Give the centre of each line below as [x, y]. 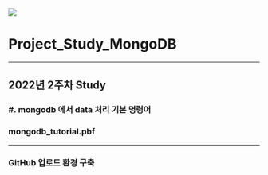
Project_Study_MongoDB [93, 44]
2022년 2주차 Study [57, 86]
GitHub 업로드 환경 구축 [51, 163]
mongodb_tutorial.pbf [52, 132]
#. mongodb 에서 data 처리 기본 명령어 [80, 110]
